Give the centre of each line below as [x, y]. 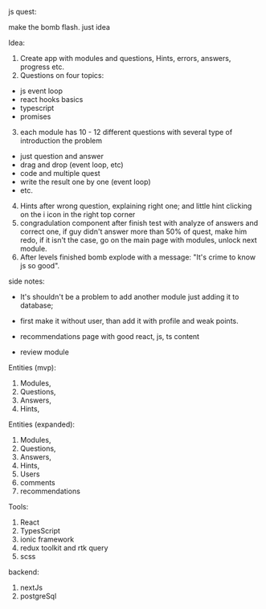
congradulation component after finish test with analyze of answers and [139, 223]
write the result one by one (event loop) [85, 182]
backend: [24, 572]
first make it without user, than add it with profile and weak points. [129, 321]
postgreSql [38, 596]
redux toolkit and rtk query [64, 548]
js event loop [41, 91]
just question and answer [62, 156]
